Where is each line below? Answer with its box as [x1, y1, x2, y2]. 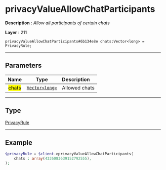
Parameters [5, 61, 42, 70]
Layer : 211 [5, 29, 27, 35]
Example [5, 138, 33, 147]
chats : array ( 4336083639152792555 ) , [14, 156, 92, 161]
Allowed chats [61, 84, 95, 91]
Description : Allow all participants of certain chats [5, 20, 110, 26]
